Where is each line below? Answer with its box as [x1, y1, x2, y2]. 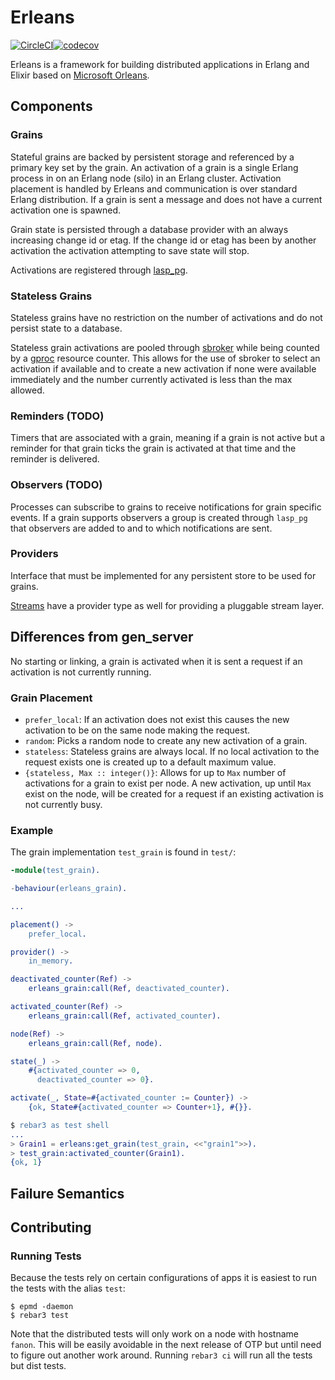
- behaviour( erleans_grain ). [10, 884, 128, 894]
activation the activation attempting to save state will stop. [10, 244, 250, 256]
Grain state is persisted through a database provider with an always [10, 223, 289, 235]
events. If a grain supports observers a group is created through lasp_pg [10, 511, 308, 523]
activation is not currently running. [10, 666, 152, 678]
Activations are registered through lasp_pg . [10, 264, 188, 276]
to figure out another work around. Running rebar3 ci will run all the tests [10, 1349, 313, 1361]
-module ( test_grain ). [10, 866, 101, 876]
